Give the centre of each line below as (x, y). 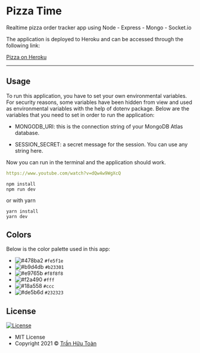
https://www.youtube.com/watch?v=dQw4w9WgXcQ (63, 173)
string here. (29, 151)
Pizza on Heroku (26, 57)
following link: (23, 45)
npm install (21, 184)
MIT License (30, 337)
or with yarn (21, 200)
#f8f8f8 (54, 274)
